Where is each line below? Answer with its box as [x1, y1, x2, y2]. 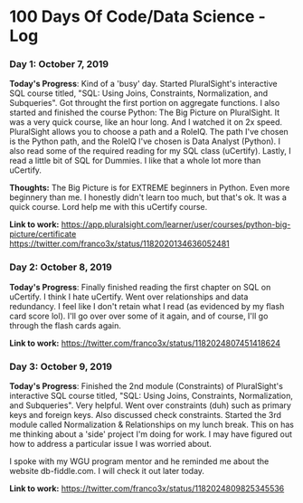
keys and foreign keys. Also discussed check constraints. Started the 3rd [9, 410, 282, 421]
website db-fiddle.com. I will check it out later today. [9, 466, 205, 477]
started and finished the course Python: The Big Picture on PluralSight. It [9, 107, 280, 119]
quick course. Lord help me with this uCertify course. [9, 202, 208, 213]
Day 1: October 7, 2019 [9, 58, 109, 71]
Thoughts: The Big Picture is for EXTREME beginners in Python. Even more [9, 183, 290, 194]
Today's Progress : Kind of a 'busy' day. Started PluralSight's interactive [9, 79, 278, 90]
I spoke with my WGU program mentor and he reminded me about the [9, 456, 270, 467]
